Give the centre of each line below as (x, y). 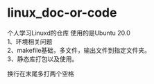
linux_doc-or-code (62, 13)
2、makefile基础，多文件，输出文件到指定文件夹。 (79, 50)
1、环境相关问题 (30, 41)
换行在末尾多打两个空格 (41, 74)
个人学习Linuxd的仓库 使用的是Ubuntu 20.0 (69, 33)
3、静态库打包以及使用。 (43, 59)
